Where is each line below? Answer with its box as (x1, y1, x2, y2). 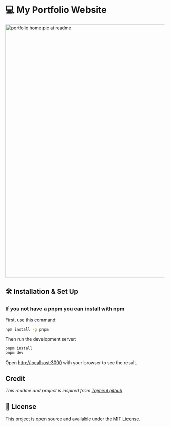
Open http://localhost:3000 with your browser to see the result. (5, 359, 138, 366)
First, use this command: (5, 317, 57, 323)
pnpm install (5, 346, 33, 351)
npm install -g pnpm (5, 326, 49, 332)
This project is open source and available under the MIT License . (5, 416, 141, 422)
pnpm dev (5, 350, 24, 355)
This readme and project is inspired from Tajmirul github (5, 388, 123, 394)
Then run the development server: (5, 336, 77, 342)
